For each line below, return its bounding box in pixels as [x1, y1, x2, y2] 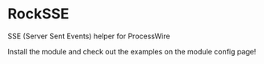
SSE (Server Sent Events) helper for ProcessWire [7, 31, 170, 41]
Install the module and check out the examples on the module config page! [7, 46, 257, 56]
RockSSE [7, 5, 69, 23]
